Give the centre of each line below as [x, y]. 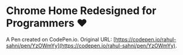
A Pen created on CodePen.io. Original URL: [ [61, 39]
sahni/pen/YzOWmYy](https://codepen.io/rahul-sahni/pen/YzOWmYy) [91, 46]
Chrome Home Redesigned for [81, 11]
